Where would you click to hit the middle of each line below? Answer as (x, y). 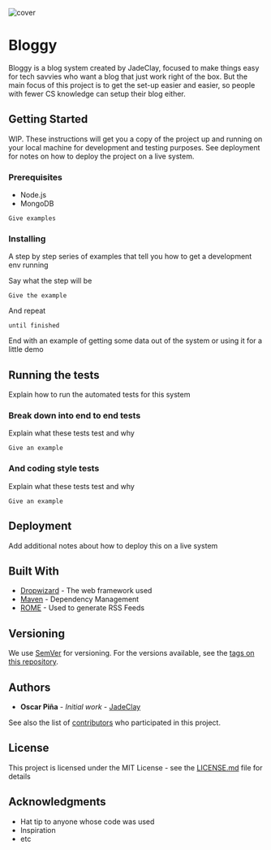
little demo (26, 349)
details (19, 776)
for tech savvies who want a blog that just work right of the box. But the (128, 76)
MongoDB (37, 204)
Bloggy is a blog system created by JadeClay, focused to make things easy (134, 67)
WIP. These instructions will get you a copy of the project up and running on (135, 139)
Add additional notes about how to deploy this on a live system (113, 545)
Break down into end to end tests (75, 416)
